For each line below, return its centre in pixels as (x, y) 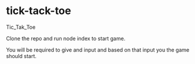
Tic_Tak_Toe (21, 27)
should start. (21, 56)
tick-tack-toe (39, 11)
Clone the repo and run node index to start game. (66, 38)
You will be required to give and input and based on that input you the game (98, 50)
